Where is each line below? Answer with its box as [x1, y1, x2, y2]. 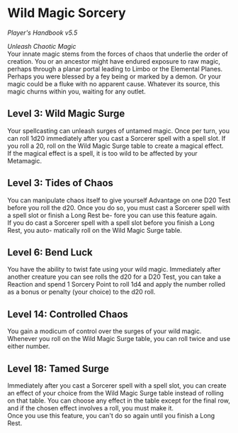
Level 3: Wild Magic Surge [7, 108, 125, 120]
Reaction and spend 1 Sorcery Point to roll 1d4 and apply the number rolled [7, 280, 225, 289]
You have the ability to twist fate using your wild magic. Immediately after [7, 265, 221, 274]
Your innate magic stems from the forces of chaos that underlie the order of [7, 50, 228, 58]
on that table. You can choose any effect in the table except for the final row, [7, 396, 230, 405]
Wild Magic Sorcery [7, 5, 126, 21]
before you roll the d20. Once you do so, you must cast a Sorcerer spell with [7, 203, 230, 212]
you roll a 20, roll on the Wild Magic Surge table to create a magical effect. [7, 142, 224, 150]
